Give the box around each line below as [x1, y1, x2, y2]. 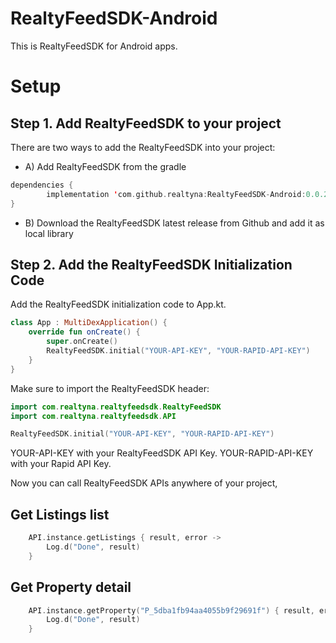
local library [24, 227, 74, 239]
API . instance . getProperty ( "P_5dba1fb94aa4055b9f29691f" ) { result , [28, 605, 315, 616]
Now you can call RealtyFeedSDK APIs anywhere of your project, [10, 477, 278, 489]
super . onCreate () [46, 337, 118, 347]
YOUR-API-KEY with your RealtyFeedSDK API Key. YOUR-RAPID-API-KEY [10, 447, 314, 459]
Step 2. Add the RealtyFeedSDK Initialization [10, 256, 293, 273]
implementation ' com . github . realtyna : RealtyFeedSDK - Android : [46, 189, 307, 199]
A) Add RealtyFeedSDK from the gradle [24, 160, 187, 172]
